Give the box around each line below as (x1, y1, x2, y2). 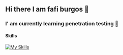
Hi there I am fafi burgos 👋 (5, 5, 89, 14)
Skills (5, 32, 17, 38)
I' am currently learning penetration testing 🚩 (5, 20, 118, 27)
